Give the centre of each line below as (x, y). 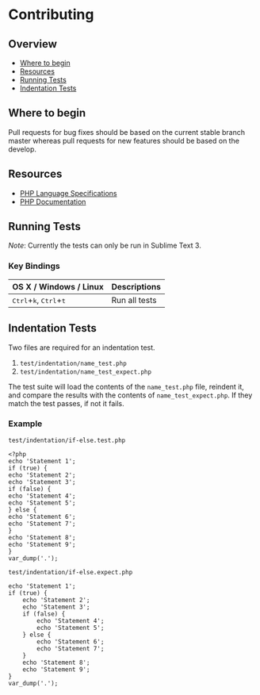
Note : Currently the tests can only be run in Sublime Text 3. (105, 246)
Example (25, 424)
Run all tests (134, 300)
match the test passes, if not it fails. (66, 403)
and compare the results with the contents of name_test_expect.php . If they (130, 395)
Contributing (51, 15)
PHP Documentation (53, 202)
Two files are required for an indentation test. (82, 347)
